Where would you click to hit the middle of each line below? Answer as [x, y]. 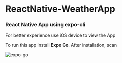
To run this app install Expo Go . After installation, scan [61, 45]
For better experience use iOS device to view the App [60, 35]
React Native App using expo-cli [45, 25]
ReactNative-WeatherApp [60, 9]
